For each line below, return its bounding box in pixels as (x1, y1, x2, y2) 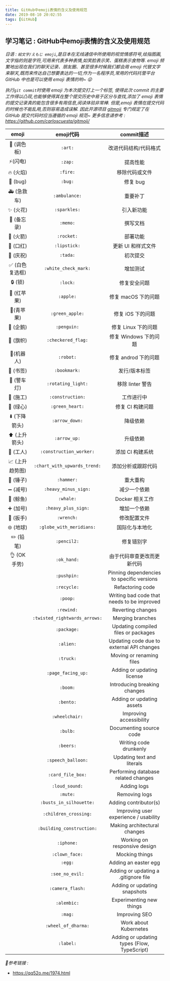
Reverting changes (112, 606, 157, 614)
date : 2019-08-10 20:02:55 (5, 12, 62, 17)
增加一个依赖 (119, 505, 150, 512)
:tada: (60, 252, 76, 258)
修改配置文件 (119, 515, 150, 522)
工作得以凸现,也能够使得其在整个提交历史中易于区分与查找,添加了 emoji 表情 (5, 94, 163, 100)
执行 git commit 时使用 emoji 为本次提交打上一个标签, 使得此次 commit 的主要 (5, 87, 164, 94)
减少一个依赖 (119, 486, 150, 493)
